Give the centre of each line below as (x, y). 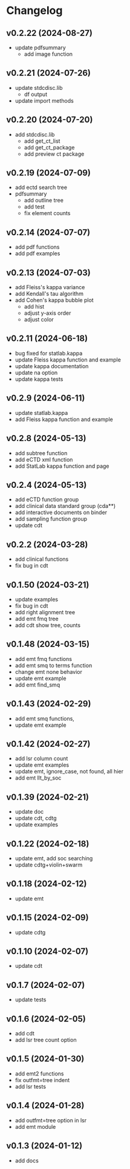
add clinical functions (42, 559)
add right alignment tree (45, 612)
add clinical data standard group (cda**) (65, 506)
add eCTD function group (47, 499)
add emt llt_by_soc (38, 778)
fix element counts (47, 213)
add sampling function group (51, 519)
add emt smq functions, (44, 718)
